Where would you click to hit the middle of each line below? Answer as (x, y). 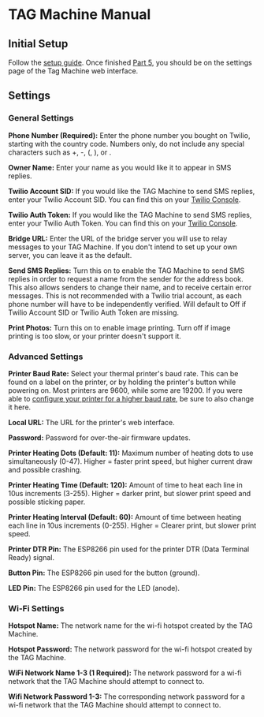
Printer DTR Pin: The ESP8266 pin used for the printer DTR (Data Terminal (129, 549)
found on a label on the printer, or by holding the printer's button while (122, 382)
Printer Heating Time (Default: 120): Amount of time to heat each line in (125, 485)
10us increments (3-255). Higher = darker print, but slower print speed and (130, 493)
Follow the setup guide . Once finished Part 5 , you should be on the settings (130, 62)
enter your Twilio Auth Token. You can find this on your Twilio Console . (123, 223)
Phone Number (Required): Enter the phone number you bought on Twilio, (129, 135)
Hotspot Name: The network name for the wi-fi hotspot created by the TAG (131, 626)
